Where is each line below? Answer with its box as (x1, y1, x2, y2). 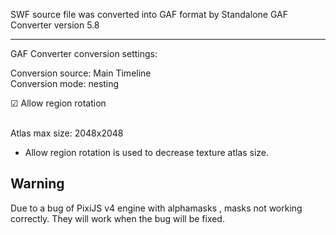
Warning (10, 175, 65, 193)
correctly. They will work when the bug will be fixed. (10, 212, 225, 224)
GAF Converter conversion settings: (10, 48, 158, 59)
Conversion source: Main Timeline (10, 67, 152, 79)
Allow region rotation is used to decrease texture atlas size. (24, 147, 270, 158)
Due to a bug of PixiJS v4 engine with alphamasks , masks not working (10, 202, 303, 214)
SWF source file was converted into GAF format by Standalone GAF (10, 9, 288, 20)
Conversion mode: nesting (10, 78, 120, 89)
